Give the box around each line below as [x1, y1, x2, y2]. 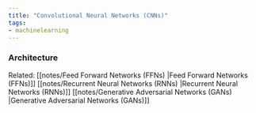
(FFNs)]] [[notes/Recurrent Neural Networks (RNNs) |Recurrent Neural [8, 78, 239, 88]
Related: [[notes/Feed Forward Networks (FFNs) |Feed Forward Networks [8, 70, 248, 80]
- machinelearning [8, 26, 69, 34]
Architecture [8, 52, 59, 63]
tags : [8, 19, 26, 27]
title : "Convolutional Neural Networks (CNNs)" [8, 11, 169, 20]
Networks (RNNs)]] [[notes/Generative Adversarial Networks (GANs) [8, 87, 232, 96]
